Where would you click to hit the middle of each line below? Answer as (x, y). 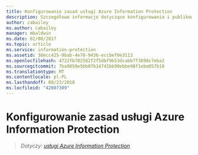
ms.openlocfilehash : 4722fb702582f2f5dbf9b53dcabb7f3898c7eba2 (85, 60)
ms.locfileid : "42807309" (38, 88)
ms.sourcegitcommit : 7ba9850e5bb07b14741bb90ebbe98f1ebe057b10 (85, 66)
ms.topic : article (29, 45)
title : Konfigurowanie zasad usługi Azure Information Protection (89, 11)
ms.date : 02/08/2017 (32, 39)
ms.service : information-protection (51, 50)
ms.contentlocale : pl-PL (37, 77)
